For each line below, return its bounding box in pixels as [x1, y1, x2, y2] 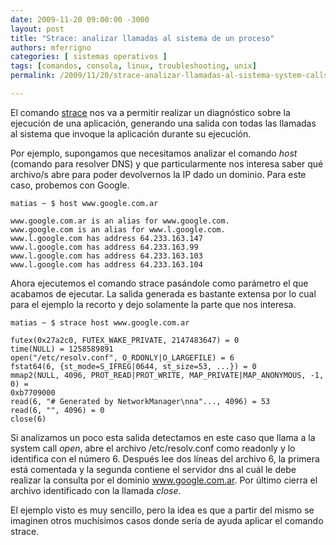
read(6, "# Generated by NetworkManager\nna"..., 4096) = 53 [10, 396, 271, 406]
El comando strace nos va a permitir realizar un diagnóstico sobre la [10, 106, 291, 118]
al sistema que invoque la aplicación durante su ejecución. [10, 127, 252, 140]
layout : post [10, 24, 65, 34]
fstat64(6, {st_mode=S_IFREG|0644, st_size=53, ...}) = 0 [10, 361, 257, 371]
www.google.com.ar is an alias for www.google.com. [10, 216, 230, 226]
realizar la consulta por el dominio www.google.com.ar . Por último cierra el [10, 474, 318, 486]
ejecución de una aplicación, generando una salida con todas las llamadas [10, 117, 317, 129]
